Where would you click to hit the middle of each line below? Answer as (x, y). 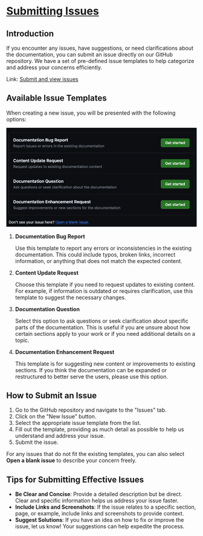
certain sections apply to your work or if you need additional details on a (105, 333)
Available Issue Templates (56, 98)
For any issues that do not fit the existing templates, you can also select (95, 454)
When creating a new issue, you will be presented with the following (91, 113)
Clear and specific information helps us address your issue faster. (97, 501)
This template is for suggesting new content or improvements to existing (105, 363)
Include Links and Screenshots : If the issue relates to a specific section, (105, 507)
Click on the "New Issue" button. (56, 417)
